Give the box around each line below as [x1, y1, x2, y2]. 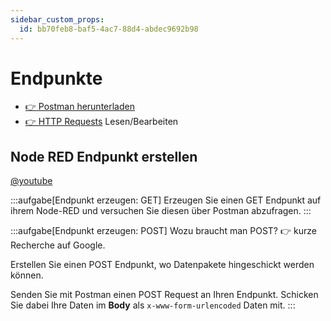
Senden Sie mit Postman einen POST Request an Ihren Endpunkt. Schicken [10, 289, 319, 301]
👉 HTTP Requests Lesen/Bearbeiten [24, 116, 179, 128]
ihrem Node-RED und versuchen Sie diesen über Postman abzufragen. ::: [10, 205, 312, 217]
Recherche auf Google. [10, 239, 106, 251]
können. [10, 269, 44, 281]
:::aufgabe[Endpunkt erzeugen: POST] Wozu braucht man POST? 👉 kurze [10, 225, 317, 237]
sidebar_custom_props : [10, 14, 105, 25]
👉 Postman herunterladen [24, 101, 135, 113]
